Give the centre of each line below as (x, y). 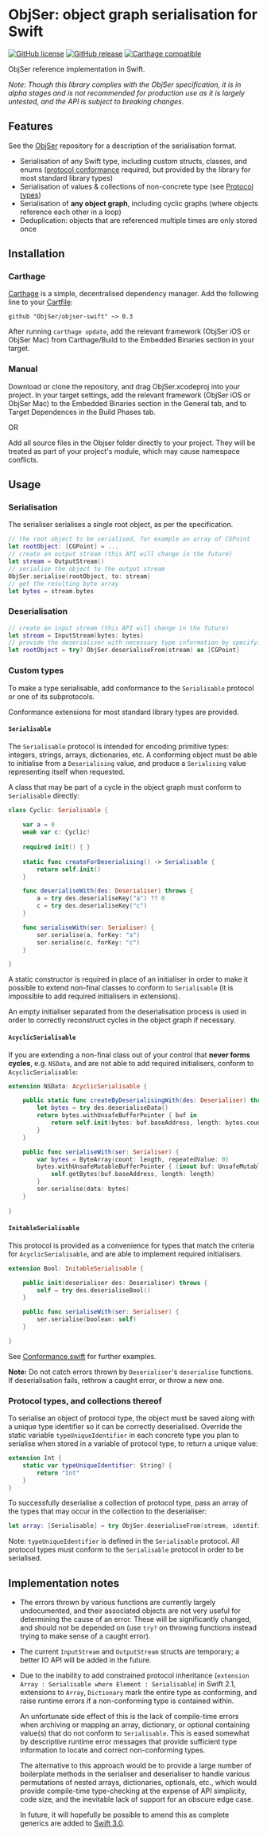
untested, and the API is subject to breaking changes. (96, 101)
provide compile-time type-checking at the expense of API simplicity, (133, 1791)
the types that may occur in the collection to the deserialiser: (108, 1511)
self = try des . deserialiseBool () (94, 1290)
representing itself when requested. (67, 772)
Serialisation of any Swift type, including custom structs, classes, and (133, 161)
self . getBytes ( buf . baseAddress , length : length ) (133, 1174)
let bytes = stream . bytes (51, 591)
